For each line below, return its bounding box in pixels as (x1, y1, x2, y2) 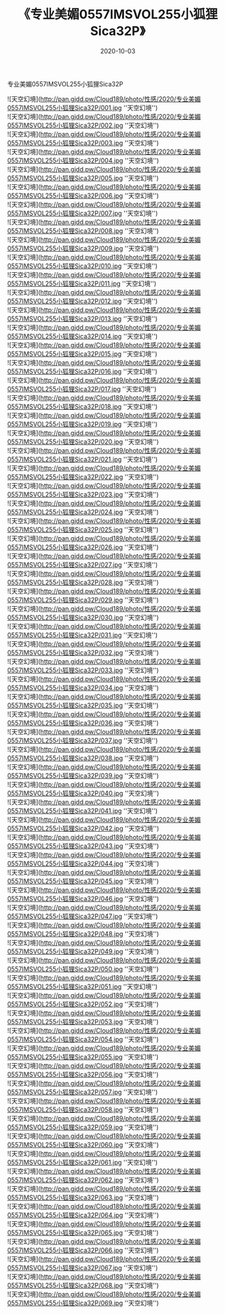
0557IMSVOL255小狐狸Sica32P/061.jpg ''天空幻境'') (7, 1158, 158, 1166)
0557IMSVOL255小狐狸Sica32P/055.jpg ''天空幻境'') (7, 1052, 159, 1061)
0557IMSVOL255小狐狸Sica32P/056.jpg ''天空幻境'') (7, 1070, 159, 1078)
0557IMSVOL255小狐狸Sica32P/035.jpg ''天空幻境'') (7, 701, 159, 709)
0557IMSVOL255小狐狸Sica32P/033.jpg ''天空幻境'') (7, 666, 159, 674)
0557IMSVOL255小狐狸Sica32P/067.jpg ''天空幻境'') (7, 1263, 158, 1272)
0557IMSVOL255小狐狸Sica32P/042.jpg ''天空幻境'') (7, 824, 160, 832)
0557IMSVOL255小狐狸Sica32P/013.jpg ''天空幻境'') (7, 314, 158, 323)
